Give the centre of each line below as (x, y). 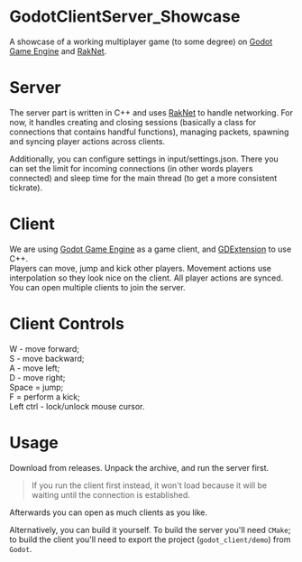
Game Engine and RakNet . (58, 51)
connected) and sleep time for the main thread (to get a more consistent (143, 178)
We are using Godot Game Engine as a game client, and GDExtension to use (151, 249)
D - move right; (37, 377)
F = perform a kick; (45, 396)
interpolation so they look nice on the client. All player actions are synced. (146, 278)
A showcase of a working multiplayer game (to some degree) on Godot (141, 41)
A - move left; (35, 368)
